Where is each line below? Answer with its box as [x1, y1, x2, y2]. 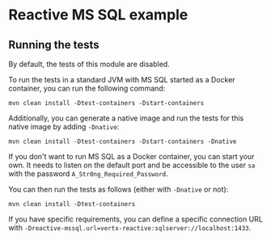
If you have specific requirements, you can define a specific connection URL [8, 214, 263, 224]
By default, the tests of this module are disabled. [8, 59, 170, 69]
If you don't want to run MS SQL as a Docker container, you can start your [8, 152, 255, 161]
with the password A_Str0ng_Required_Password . [8, 169, 168, 179]
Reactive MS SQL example [8, 6, 188, 24]
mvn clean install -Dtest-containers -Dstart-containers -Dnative [8, 137, 237, 145]
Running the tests [8, 38, 100, 52]
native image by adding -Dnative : [8, 122, 120, 131]
